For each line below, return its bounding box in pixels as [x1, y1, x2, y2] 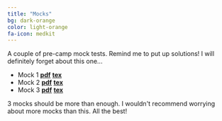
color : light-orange [7, 23, 69, 30]
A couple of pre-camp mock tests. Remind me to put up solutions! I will [7, 50, 215, 58]
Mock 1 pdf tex [17, 71, 62, 79]
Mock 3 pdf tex [17, 86, 64, 94]
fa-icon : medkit [7, 30, 55, 38]
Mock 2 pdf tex [17, 79, 64, 87]
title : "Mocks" [7, 10, 52, 18]
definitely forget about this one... [7, 57, 103, 66]
